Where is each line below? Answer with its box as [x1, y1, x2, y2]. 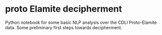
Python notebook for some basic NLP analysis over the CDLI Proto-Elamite [5, 19, 157, 25]
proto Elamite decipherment [5, 3, 122, 15]
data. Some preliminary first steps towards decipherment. [5, 24, 122, 30]
